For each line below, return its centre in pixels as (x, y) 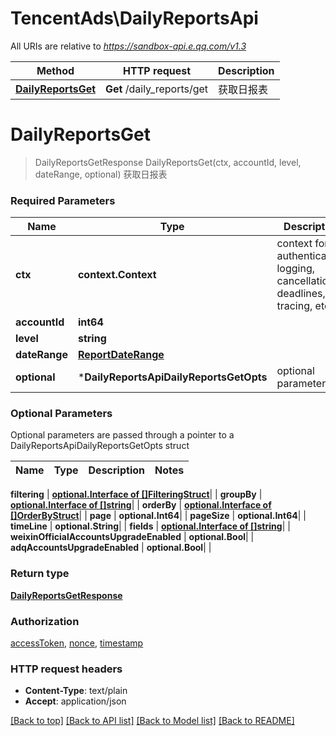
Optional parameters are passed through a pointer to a (122, 435)
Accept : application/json (75, 701)
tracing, (294, 306)
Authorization (45, 621)
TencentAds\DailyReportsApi (134, 18)
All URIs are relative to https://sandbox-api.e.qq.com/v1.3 (128, 46)
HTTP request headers (66, 669)
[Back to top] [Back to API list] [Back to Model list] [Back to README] (152, 721)
